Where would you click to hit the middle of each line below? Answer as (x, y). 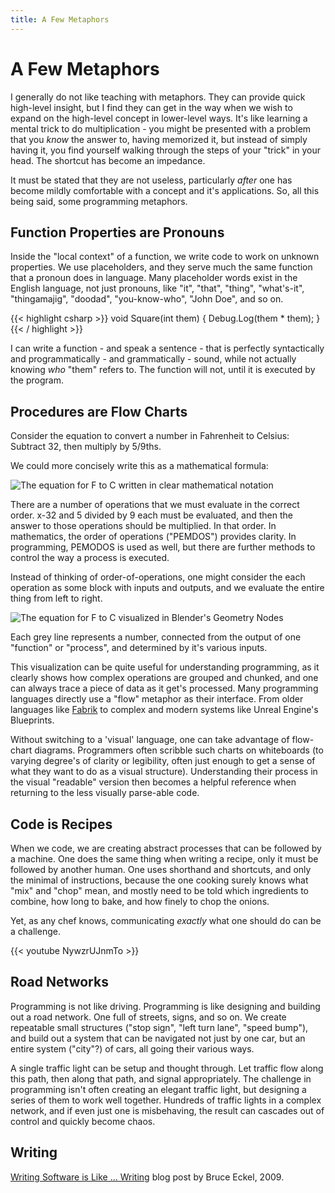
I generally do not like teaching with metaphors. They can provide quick (158, 97)
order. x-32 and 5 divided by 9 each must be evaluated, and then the (151, 515)
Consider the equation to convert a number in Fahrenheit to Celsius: (150, 436)
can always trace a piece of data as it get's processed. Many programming (164, 688)
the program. (37, 380)
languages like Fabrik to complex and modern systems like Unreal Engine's (164, 710)
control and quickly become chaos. (83, 1121)
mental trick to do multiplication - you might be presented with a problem (161, 128)
